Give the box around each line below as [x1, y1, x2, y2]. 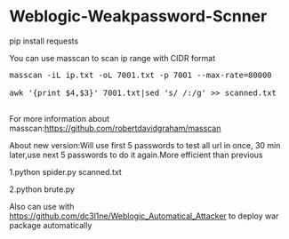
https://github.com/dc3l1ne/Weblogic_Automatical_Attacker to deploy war [9, 211, 279, 221]
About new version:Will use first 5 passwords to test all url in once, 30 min [9, 139, 281, 150]
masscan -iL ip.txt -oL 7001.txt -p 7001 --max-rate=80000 [9, 69, 273, 80]
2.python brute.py [9, 184, 76, 195]
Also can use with [9, 201, 75, 211]
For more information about [9, 113, 109, 123]
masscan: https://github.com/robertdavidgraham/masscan [9, 123, 221, 133]
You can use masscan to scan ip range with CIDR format [9, 52, 216, 63]
